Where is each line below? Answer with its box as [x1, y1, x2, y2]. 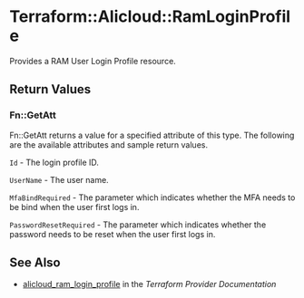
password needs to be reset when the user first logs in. [9, 228, 216, 239]
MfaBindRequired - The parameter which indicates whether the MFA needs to [9, 192, 296, 203]
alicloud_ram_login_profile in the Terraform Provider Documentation [22, 279, 277, 290]
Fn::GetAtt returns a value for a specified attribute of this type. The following [9, 130, 295, 140]
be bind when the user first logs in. [9, 201, 140, 212]
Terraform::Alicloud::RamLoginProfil [9, 6, 291, 27]
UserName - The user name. [9, 174, 109, 185]
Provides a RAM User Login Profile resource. [9, 55, 177, 66]
